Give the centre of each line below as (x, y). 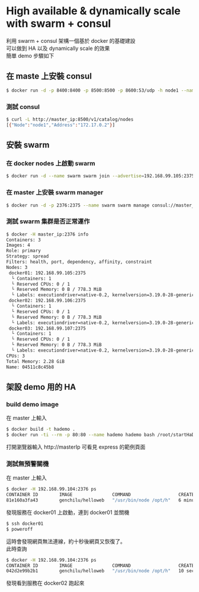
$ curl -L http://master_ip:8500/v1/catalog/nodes (70, 119)
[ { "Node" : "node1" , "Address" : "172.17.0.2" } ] (61, 125)
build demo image (33, 404)
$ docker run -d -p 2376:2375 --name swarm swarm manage (78, 205)
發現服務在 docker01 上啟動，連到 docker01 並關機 (68, 512)
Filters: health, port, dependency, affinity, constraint (79, 262)
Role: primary (24, 251)
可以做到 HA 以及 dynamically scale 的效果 (58, 48)
